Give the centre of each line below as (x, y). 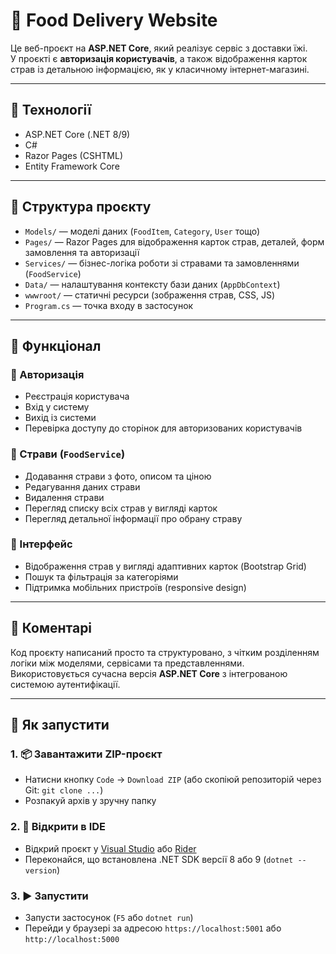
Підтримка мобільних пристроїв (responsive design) (135, 587)
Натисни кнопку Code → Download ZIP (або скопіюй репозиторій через (173, 780)
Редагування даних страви (82, 486)
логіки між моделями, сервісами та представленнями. (127, 663)
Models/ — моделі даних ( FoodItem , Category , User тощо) (142, 231)
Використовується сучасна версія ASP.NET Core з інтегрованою (149, 673)
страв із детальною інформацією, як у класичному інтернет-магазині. (160, 69)
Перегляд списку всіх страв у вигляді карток (121, 508)
